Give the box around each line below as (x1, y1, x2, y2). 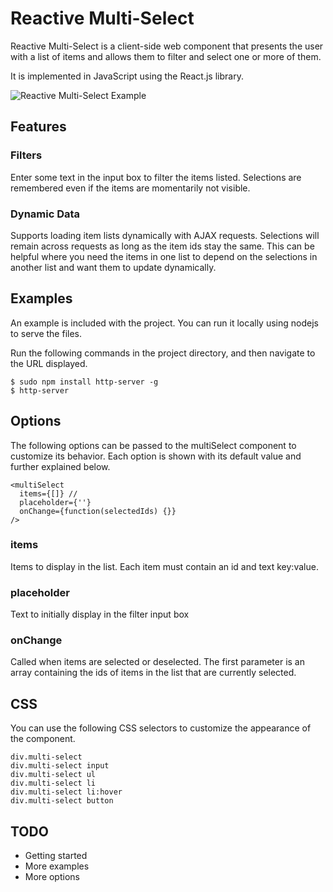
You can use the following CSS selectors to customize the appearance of (10, 722, 312, 734)
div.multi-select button (10, 796, 114, 806)
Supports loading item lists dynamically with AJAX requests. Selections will (10, 229, 320, 241)
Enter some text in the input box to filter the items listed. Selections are (10, 171, 302, 183)
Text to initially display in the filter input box (10, 608, 190, 621)
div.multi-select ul (10, 770, 97, 780)
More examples (24, 860, 90, 872)
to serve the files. (10, 327, 83, 339)
